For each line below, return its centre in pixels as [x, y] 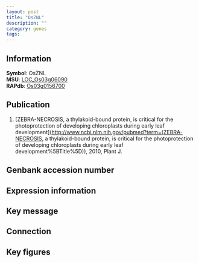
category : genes [27, 29]
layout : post [23, 12]
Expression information [51, 190]
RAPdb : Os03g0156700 [36, 85]
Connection [29, 231]
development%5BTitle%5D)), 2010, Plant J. [68, 151]
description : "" [27, 23]
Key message [32, 211]
